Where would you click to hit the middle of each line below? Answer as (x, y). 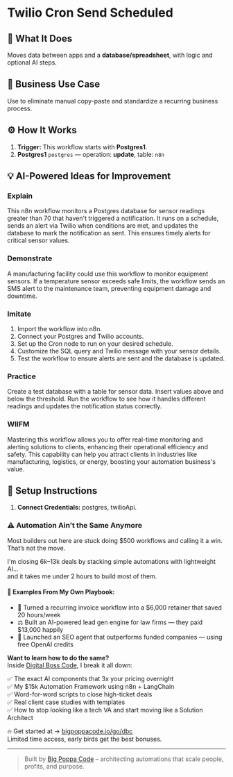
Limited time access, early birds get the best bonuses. (85, 739)
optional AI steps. (32, 62)
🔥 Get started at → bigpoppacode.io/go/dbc (70, 731)
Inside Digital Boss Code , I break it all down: (70, 665)
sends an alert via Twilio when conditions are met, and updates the (103, 226)
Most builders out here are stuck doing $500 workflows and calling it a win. (115, 540)
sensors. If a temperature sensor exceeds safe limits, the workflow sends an (116, 281)
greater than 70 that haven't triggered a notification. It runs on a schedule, (113, 218)
